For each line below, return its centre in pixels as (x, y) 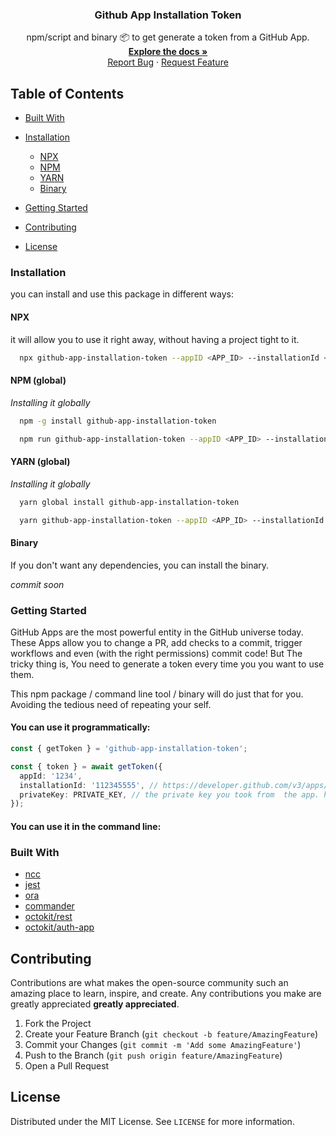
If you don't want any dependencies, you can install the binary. (140, 565)
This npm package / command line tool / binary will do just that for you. (157, 694)
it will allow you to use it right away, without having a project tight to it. (155, 339)
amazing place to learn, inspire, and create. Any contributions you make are (166, 994)
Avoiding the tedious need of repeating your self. (111, 704)
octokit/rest (48, 917)
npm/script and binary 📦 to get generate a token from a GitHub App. (168, 37)
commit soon (37, 584)
